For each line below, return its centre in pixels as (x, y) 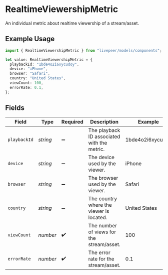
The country (103, 199)
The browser (103, 178)
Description (104, 122)
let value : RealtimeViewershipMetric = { (49, 59)
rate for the (101, 259)
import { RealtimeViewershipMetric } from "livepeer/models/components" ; (84, 50)
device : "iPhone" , (29, 69)
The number (103, 226)
